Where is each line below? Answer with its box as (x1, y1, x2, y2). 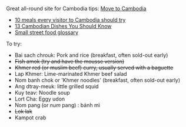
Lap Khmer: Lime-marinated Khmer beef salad (14, 71, 128, 77)
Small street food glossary (14, 29, 78, 36)
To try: (6, 41, 22, 47)
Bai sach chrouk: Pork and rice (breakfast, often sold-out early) (14, 52, 168, 58)
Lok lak (14, 108, 32, 115)
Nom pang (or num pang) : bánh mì (14, 102, 100, 108)
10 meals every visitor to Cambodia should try (14, 16, 126, 23)
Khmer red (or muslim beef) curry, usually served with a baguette (14, 64, 174, 71)
